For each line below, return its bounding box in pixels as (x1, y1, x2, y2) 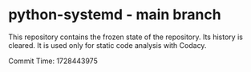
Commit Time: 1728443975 (8, 56, 98, 66)
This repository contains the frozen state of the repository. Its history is (8, 32, 243, 42)
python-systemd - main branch (8, 6, 222, 24)
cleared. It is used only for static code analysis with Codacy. (8, 40, 207, 50)
